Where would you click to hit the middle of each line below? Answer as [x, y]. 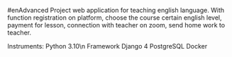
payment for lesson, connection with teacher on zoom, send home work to [116, 25]
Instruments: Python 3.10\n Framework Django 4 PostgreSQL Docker [107, 46]
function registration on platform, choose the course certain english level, [115, 18]
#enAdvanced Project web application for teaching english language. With [116, 10]
